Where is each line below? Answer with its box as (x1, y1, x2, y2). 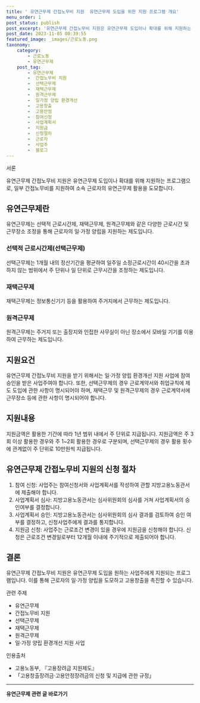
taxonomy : (6, 42, 31, 48)
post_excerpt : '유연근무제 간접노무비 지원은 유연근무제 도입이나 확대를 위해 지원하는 (6, 25, 192, 32)
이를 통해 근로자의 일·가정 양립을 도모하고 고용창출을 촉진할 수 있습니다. (28, 577, 193, 584)
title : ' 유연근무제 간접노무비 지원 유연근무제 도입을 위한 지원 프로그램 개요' (6, 8, 180, 15)
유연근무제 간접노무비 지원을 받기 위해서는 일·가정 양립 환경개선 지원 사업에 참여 (6, 372, 190, 379)
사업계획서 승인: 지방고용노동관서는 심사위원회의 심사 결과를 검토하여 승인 (14, 511, 186, 518)
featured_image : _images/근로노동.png (6, 36, 98, 42)
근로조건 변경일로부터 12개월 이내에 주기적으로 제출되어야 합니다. (26, 533, 177, 540)
